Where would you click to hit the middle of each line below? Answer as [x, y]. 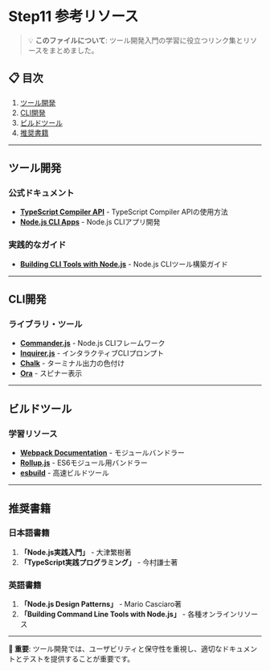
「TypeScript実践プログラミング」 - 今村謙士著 [99, 562]
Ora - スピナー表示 [51, 373]
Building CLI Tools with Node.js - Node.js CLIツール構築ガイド [124, 264]
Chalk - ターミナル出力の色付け [72, 364]
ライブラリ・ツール [45, 324]
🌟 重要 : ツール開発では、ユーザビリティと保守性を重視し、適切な [115, 649]
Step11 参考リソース [74, 16]
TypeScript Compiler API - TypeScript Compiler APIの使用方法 [124, 212]
